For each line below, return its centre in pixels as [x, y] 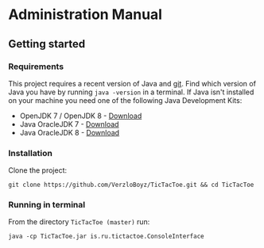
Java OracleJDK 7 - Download [69, 124]
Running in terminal [47, 205]
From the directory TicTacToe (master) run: [79, 222]
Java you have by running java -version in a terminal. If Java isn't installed [131, 92]
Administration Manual [85, 15]
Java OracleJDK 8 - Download [70, 132]
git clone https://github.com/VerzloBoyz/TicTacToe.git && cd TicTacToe [131, 185]
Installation [31, 153]
